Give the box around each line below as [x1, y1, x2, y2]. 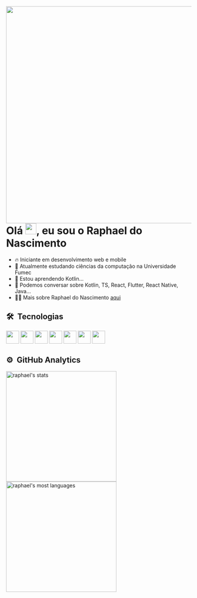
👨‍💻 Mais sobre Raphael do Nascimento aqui [14, 294, 121, 301]
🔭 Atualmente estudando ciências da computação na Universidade [14, 263, 176, 270]
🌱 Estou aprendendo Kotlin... [14, 275, 84, 282]
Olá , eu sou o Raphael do [6, 224, 143, 238]
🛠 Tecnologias [6, 312, 64, 322]
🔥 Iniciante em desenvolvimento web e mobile [14, 256, 126, 263]
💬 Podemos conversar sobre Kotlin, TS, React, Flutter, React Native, [14, 281, 178, 288]
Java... [14, 287, 31, 294]
